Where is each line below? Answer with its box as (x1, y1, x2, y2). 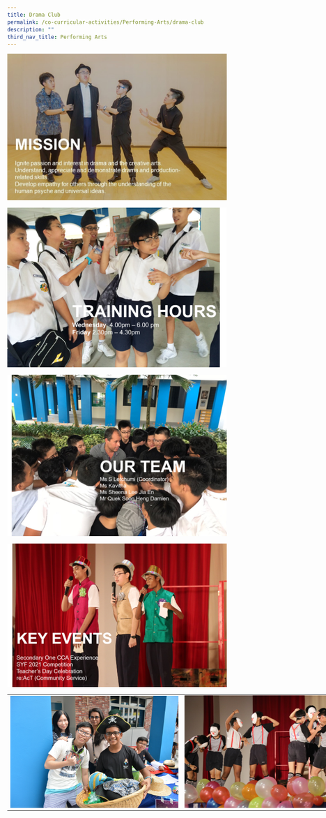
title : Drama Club (7, 11, 61, 18)
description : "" (7, 26, 54, 33)
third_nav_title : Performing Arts (7, 34, 108, 40)
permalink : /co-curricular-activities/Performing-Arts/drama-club (7, 18, 204, 26)
